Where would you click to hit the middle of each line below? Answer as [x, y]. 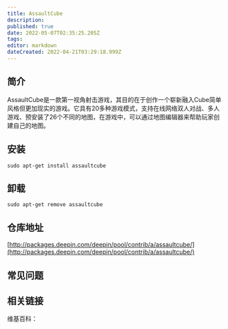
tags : [15, 39]
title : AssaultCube [35, 13]
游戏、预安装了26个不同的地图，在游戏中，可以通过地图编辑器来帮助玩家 [111, 117]
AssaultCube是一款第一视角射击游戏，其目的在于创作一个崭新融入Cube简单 [114, 99]
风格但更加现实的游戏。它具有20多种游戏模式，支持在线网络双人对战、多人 [114, 108]
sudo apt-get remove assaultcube [55, 205]
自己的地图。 [31, 126]
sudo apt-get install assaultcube [57, 166]
